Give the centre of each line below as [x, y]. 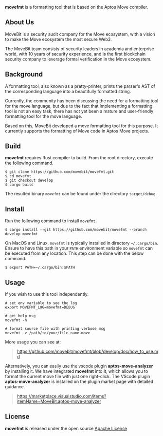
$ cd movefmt [18, 176]
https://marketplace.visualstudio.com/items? [62, 396]
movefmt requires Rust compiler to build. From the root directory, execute [79, 158]
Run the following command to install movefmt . [51, 221]
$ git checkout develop [29, 180]
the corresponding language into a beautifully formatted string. [68, 91]
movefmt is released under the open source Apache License [66, 428]
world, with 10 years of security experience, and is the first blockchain [75, 54]
